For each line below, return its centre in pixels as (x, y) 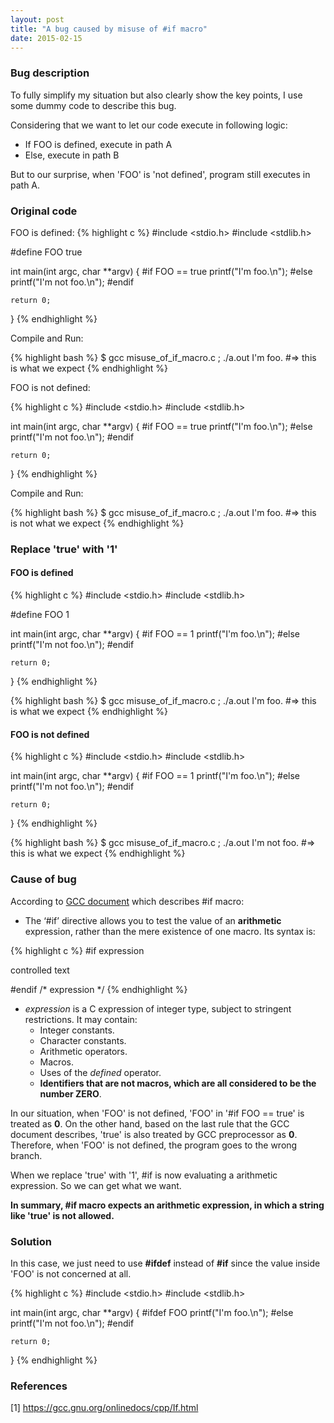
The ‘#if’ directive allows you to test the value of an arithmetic (153, 920)
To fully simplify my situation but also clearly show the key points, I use (156, 95)
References (39, 1386)
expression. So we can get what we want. (96, 1185)
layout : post (37, 19)
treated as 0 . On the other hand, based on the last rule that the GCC (150, 1123)
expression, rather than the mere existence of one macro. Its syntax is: (170, 931)
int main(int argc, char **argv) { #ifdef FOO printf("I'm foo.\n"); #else (152, 1312)
